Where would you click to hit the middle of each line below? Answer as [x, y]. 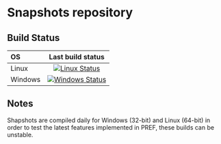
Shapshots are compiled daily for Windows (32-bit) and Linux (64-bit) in [109, 120]
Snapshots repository [70, 13]
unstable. [20, 134]
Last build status [77, 57]
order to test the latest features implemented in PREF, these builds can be [110, 127]
